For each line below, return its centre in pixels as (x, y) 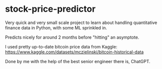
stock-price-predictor (50, 9)
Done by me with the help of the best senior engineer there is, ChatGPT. (78, 61)
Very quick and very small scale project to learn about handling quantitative (81, 23)
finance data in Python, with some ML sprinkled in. (56, 27)
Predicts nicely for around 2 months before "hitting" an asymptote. (72, 37)
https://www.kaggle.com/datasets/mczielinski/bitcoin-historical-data (74, 52)
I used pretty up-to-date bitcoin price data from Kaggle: (61, 46)
